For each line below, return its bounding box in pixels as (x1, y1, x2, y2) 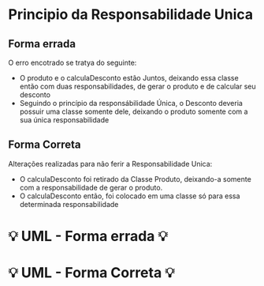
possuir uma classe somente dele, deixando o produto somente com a (19, 107, 248, 116)
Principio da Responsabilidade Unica (8, 6, 254, 24)
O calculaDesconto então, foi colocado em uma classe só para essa (19, 191, 240, 201)
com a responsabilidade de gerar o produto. (19, 183, 163, 192)
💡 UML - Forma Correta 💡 (8, 264, 175, 282)
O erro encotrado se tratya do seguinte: (8, 58, 137, 67)
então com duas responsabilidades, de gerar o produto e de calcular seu (19, 81, 256, 91)
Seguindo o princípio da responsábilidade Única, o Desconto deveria (19, 99, 243, 107)
